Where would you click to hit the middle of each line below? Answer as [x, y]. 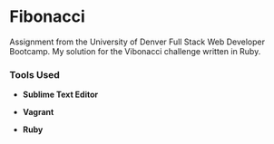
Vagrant [38, 112]
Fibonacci [48, 17]
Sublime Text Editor [60, 95]
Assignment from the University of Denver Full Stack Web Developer [137, 42]
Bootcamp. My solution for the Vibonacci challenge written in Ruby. [135, 51]
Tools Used [35, 74]
